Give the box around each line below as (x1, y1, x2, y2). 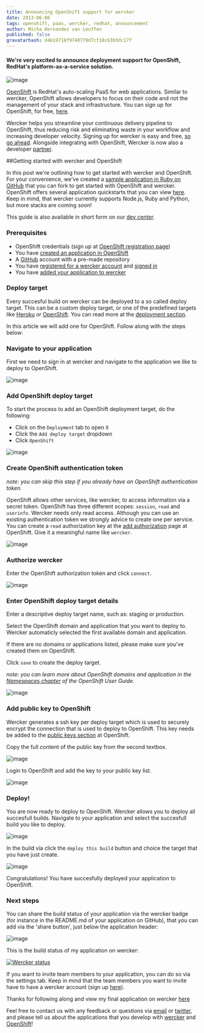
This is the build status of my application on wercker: (6, 947, 139, 954)
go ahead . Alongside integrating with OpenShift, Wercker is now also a (6, 139, 183, 147)
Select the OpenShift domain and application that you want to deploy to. (6, 622, 187, 630)
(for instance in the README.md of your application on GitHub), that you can (6, 917, 199, 924)
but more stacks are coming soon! (6, 202, 93, 209)
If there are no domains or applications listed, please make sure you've (6, 641, 184, 648)
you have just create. (6, 850, 59, 858)
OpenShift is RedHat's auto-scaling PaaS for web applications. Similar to (6, 88, 188, 95)
